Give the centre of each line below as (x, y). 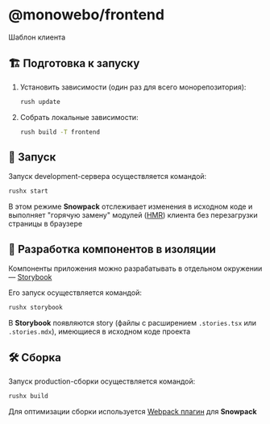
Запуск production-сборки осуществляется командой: (102, 381)
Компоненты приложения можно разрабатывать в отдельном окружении (135, 268)
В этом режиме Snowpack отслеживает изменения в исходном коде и (131, 206)
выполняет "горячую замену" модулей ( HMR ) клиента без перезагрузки (133, 215)
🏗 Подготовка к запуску (74, 63)
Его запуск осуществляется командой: (75, 293)
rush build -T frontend (60, 132)
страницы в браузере (46, 224)
